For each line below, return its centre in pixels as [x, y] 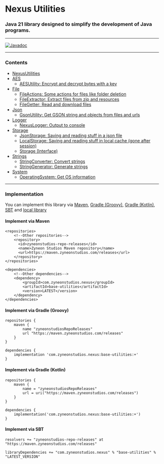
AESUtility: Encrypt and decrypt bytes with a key [68, 83]
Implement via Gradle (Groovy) [37, 310]
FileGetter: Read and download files [55, 104]
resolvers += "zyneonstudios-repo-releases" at [54, 440]
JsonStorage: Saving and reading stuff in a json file [71, 135]
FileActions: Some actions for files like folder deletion [73, 94]
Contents [16, 63]
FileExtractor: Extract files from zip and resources [69, 99]
